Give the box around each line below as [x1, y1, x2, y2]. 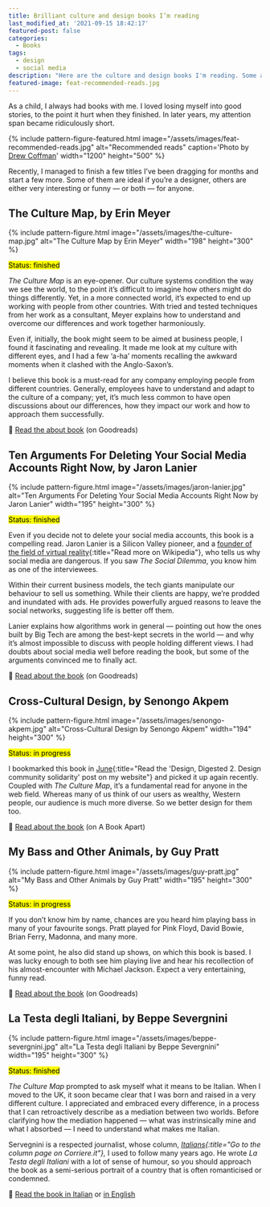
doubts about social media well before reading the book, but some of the [8, 647, 249, 657]
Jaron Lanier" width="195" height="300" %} [8, 500, 155, 509]
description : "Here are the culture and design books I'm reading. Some [8, 71, 257, 80]
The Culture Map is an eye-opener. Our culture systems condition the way [8, 276, 254, 286]
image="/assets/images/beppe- [111, 1033, 217, 1042]
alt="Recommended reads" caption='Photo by [96, 142, 249, 152]
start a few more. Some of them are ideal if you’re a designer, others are [8, 174, 247, 185]
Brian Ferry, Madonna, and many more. [8, 932, 138, 941]
